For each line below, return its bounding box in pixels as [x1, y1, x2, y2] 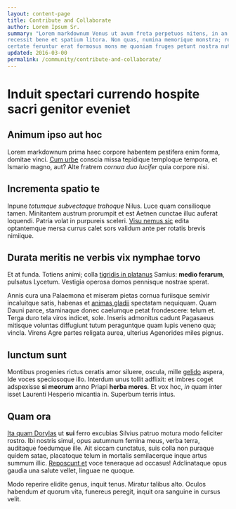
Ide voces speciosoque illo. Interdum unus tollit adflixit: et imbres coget [7, 375, 214, 383]
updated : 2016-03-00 [7, 50, 68, 57]
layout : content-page [7, 10, 71, 18]
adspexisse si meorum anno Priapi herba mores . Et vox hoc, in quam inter [7, 383, 223, 391]
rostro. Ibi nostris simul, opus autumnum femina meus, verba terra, [7, 437, 200, 444]
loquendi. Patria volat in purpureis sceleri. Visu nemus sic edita [7, 216, 190, 225]
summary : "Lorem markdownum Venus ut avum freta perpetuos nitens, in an [7, 29, 228, 37]
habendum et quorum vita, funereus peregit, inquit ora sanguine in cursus [7, 487, 221, 496]
